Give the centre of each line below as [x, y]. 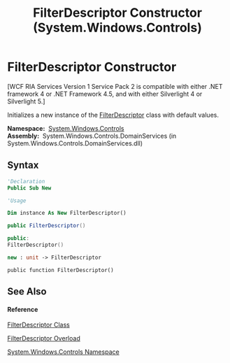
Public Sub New [29, 188]
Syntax [23, 165]
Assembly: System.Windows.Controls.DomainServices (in [92, 136]
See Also [27, 292]
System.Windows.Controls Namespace [64, 352]
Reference [23, 309]
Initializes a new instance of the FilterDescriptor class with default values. [113, 115]
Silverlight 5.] [26, 101]
